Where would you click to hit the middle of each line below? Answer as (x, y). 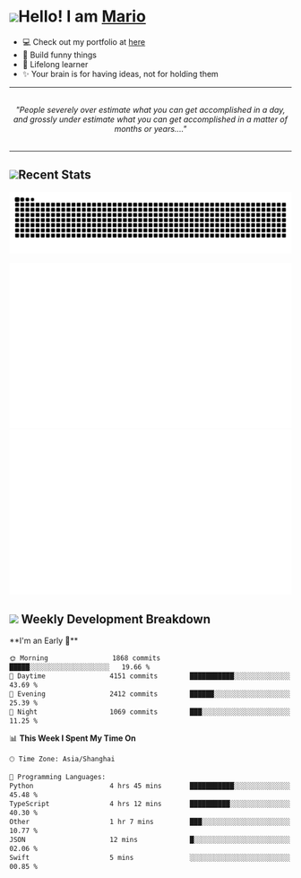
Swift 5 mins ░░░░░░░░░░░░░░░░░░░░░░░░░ (150, 858)
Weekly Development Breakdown (116, 619)
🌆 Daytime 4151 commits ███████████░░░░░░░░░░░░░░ (150, 676)
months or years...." (150, 128)
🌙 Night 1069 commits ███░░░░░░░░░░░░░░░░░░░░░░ (150, 712)
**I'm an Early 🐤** (44, 641)
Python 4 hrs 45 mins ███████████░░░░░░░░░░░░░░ (150, 787)
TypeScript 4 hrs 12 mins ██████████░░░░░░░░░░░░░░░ (150, 804)
